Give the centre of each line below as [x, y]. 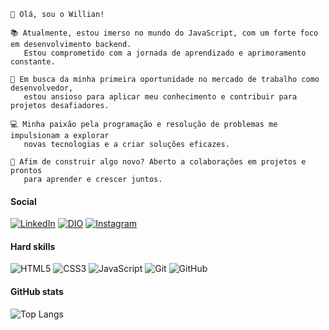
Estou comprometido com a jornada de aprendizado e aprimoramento [165, 53]
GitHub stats [37, 291]
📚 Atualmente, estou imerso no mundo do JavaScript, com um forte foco [164, 33]
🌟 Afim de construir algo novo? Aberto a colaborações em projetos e [158, 162]
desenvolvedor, [42, 88]
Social [23, 201]
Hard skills [33, 246]
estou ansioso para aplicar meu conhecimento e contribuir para [160, 97]
